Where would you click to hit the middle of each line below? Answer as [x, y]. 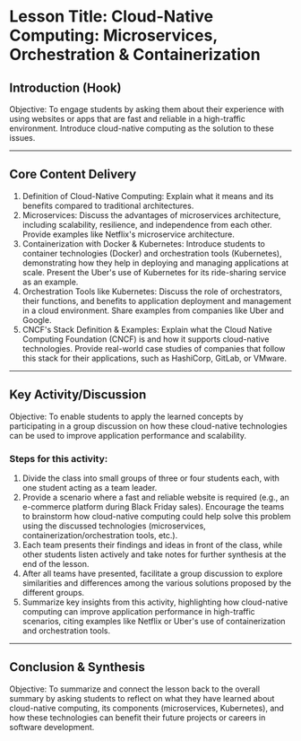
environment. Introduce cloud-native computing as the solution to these [142, 128]
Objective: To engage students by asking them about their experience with [147, 109]
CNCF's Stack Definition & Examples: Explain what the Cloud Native [147, 329]
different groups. [53, 592]
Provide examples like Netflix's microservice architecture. [128, 234]
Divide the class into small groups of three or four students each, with [151, 478]
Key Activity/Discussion [78, 395]
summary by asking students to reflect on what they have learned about [142, 698]
